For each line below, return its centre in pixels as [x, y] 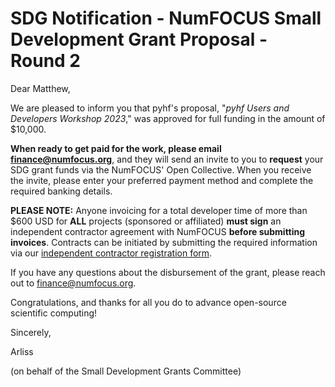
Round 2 [45, 61]
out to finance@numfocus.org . [73, 283]
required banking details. [61, 191]
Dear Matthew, [40, 88]
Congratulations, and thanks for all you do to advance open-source [148, 302]
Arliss [22, 351]
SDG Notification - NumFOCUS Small [166, 18]
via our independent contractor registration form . [111, 253]
